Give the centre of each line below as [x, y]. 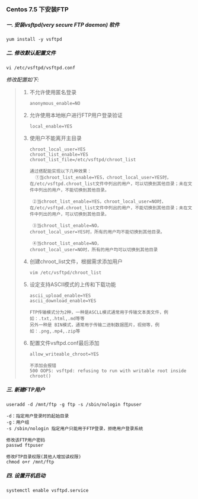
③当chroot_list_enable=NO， [67, 225]
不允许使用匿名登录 [53, 92]
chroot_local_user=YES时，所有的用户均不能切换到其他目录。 [97, 232]
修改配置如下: [23, 79]
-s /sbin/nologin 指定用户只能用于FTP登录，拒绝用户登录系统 [75, 428]
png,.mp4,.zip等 [61, 331]
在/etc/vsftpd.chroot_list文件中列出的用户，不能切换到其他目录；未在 [108, 208]
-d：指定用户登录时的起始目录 [38, 416]
